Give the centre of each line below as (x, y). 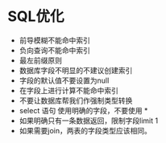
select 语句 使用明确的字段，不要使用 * (83, 110)
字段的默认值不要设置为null (64, 80)
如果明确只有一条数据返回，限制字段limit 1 (89, 121)
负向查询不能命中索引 (54, 50)
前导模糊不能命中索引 (54, 40)
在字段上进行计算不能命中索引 (68, 90)
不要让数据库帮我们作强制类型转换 (76, 100)
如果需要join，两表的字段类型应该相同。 (85, 130)
